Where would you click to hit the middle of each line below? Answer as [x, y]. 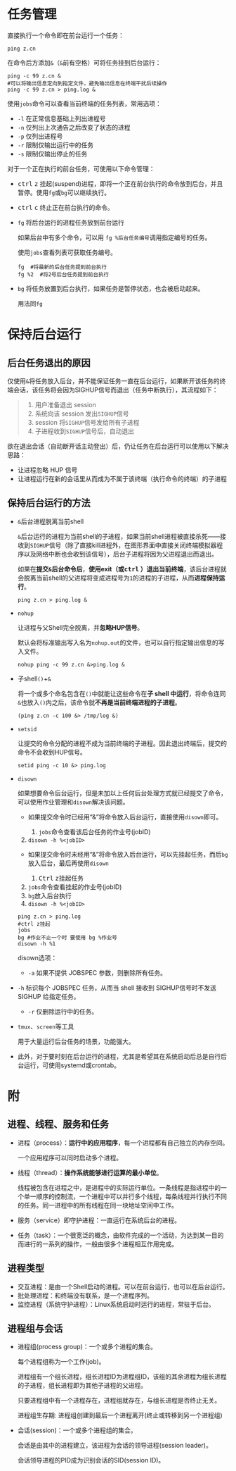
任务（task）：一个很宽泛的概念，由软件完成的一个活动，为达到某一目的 [120, 1235]
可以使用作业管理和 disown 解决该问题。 [73, 802]
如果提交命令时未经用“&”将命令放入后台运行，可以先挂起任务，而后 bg [128, 854]
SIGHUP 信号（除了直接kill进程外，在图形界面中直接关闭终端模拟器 [123, 545]
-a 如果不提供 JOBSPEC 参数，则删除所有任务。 [97, 972]
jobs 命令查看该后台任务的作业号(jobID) [94, 831]
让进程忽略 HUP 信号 [47, 470]
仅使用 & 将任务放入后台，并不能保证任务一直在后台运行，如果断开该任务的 [113, 380]
